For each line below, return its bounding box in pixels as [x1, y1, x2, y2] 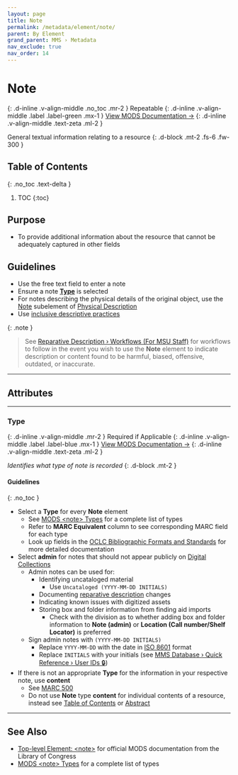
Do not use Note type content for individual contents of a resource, [28, 691, 225, 699]
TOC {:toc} [17, 193, 50, 202]
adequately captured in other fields [17, 240, 120, 249]
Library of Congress [17, 752, 76, 761]
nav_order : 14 [7, 50, 50, 57]
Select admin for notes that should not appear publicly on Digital [17, 552, 207, 561]
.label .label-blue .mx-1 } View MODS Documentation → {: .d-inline [28, 440, 222, 449]
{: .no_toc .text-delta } [7, 179, 72, 188]
